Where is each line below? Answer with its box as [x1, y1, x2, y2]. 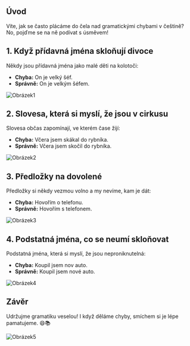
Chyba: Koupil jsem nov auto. [14, 262, 88, 269]
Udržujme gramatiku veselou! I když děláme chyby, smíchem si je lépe [6, 313, 179, 320]
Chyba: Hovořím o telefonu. [14, 199, 83, 206]
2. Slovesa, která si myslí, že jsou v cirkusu [6, 109, 169, 119]
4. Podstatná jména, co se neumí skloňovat [6, 234, 169, 244]
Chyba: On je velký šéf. [14, 74, 73, 81]
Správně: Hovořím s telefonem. [14, 205, 92, 213]
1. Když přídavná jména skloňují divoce [6, 46, 154, 56]
